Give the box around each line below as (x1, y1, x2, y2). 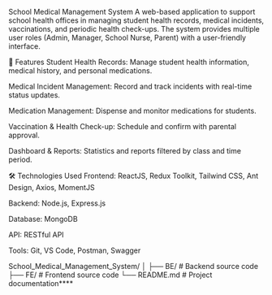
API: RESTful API (8, 230, 64, 239)
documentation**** (8, 279, 74, 288)
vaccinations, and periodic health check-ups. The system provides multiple (8, 24, 260, 33)
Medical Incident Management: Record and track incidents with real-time (8, 81, 253, 91)
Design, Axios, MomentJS (8, 183, 95, 192)
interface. (8, 41, 41, 51)
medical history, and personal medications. (8, 66, 153, 76)
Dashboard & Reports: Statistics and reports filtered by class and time (8, 146, 242, 155)
